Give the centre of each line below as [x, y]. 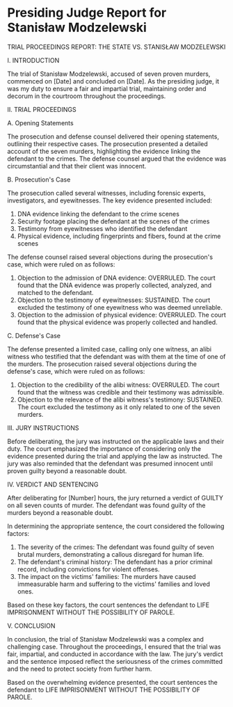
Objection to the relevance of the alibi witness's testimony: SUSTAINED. [120, 399]
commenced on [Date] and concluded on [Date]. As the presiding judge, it [113, 81]
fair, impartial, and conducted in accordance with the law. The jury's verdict [115, 654]
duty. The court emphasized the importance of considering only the [104, 448]
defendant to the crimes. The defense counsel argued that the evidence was [117, 159]
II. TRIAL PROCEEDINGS [42, 109]
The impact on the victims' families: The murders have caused [106, 576]
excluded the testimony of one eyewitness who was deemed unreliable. [120, 307]
